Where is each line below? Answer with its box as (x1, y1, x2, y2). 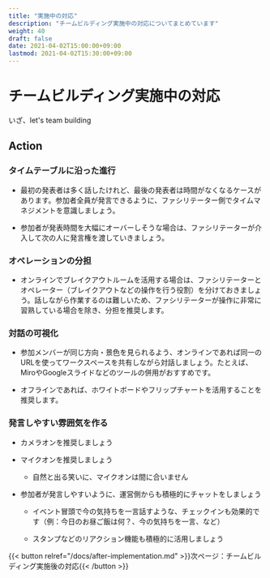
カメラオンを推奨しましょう (19, 437, 114, 447)
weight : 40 (8, 27, 45, 35)
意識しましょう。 (62, 205, 120, 215)
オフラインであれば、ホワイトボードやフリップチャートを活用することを (19, 385, 262, 395)
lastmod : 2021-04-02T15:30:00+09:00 (8, 49, 132, 58)
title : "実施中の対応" (8, 11, 78, 20)
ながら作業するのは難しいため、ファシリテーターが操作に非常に (48, 295, 262, 305)
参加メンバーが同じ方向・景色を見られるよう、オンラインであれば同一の (19, 348, 262, 358)
